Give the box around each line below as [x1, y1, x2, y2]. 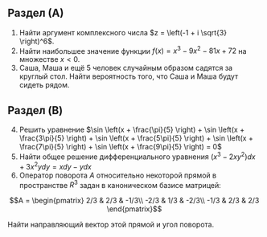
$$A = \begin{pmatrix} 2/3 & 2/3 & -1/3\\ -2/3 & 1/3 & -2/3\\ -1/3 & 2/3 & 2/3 [9, 196, 260, 206]
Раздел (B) [7, 104, 64, 117]
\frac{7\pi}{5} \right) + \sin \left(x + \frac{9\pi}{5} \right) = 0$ [18, 142, 222, 152]
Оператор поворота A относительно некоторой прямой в [18, 170, 217, 180]
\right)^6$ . [18, 36, 55, 46]
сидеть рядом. [18, 80, 70, 90]
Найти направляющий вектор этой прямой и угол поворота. [7, 220, 215, 230]
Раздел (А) [7, 6, 64, 20]
